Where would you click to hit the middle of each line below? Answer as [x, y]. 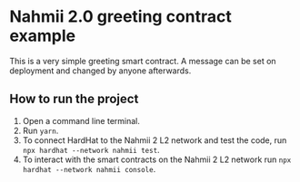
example [43, 36]
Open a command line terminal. [81, 120]
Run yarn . [40, 130]
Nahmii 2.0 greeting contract [120, 17]
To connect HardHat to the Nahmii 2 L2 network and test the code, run [155, 140]
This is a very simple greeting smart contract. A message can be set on [143, 61]
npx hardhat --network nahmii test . [91, 149]
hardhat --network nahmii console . [89, 168]
